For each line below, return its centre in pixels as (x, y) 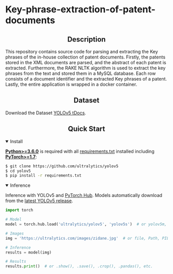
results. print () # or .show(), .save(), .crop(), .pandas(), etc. (79, 266)
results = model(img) (29, 252)
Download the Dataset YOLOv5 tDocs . (46, 113)
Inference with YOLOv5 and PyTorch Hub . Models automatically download (84, 195)
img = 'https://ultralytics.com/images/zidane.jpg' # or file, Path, (83, 238)
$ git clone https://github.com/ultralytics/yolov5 (62, 166)
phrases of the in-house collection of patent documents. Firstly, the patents (85, 57)
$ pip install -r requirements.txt (44, 175)
